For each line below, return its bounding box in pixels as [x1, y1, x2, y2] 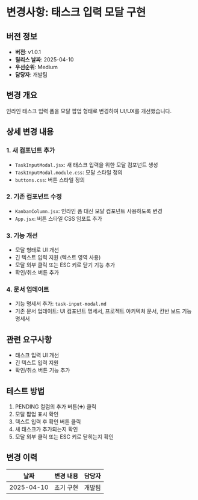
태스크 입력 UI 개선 [14, 351, 59, 359]
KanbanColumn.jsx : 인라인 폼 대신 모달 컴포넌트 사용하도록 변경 [14, 207, 162, 214]
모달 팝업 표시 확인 [14, 410, 59, 418]
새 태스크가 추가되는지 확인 [14, 425, 78, 433]
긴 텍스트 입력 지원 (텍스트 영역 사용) [14, 254, 101, 261]
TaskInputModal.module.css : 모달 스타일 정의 [14, 168, 123, 176]
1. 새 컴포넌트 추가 [6, 146, 55, 155]
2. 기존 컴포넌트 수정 [6, 193, 62, 201]
